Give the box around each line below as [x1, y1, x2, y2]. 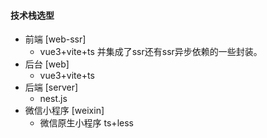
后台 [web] [24, 58, 70, 70]
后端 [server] [24, 81, 79, 94]
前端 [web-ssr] [24, 33, 87, 45]
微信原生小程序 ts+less [39, 117, 134, 129]
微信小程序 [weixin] [24, 105, 105, 117]
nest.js [39, 93, 68, 105]
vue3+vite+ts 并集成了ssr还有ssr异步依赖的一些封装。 [39, 46, 263, 58]
